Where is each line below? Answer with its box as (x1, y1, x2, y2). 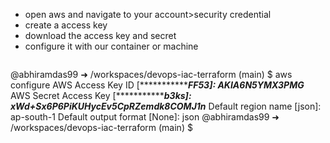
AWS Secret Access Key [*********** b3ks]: (10, 90, 192, 101)
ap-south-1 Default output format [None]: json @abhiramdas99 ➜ (10, 111, 280, 123)
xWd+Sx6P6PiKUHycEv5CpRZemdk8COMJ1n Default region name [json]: (10, 100, 322, 112)
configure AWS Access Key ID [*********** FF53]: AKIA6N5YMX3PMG (10, 79, 305, 91)
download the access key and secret (24, 30, 177, 41)
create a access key (24, 19, 108, 31)
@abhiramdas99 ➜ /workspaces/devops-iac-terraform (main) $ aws (10, 69, 293, 80)
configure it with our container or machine (24, 40, 199, 52)
